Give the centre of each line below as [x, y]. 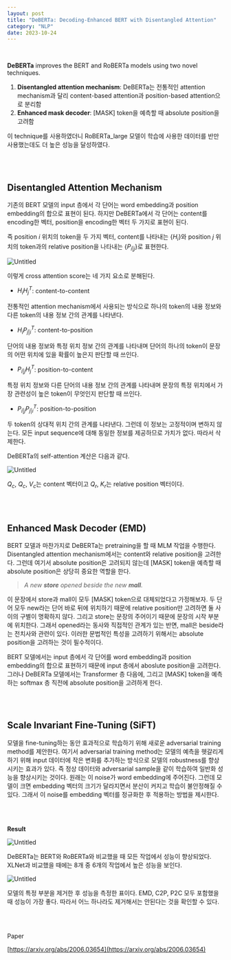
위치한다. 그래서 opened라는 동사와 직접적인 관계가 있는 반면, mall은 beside [116, 625]
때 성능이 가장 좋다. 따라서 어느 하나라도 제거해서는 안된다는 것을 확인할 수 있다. [113, 902]
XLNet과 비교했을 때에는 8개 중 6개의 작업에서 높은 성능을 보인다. [95, 865]
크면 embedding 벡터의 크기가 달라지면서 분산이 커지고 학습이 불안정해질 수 [121, 786]
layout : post [26, 13]
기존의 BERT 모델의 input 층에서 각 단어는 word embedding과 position [103, 205]
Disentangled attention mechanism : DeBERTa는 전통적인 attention [111, 87]
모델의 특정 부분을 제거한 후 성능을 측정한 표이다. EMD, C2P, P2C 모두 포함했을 [113, 893]
